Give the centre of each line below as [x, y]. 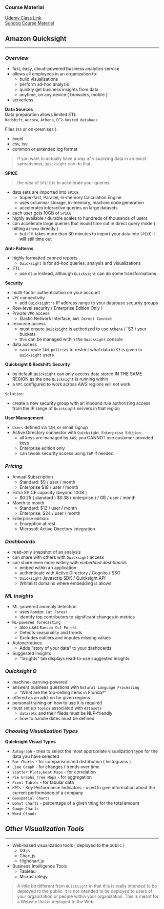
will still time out [36, 239]
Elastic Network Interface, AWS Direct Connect [66, 318]
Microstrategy [33, 876]
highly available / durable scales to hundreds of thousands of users [80, 218]
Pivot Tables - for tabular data [43, 782]
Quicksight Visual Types [31, 741]
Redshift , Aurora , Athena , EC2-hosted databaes [51, 120]
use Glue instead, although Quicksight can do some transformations [88, 273]
